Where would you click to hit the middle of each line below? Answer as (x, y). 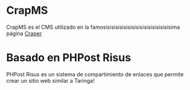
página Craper (24, 33)
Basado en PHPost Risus (69, 58)
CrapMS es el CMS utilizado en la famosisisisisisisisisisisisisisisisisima (93, 27)
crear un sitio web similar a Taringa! (50, 80)
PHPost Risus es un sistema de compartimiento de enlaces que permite (95, 74)
